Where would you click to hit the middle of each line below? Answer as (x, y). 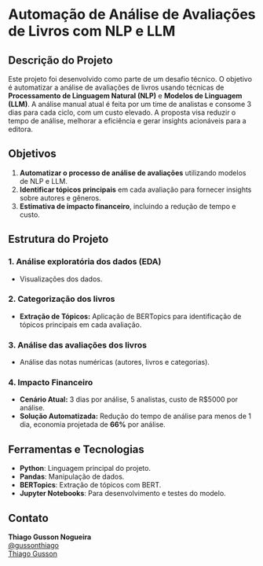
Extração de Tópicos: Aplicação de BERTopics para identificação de (130, 316)
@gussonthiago (33, 546)
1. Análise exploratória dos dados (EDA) (85, 262)
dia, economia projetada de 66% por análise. (93, 424)
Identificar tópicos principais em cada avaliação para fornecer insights (135, 189)
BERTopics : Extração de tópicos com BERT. (90, 485)
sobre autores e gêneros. (60, 197)
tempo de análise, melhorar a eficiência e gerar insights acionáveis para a (127, 121)
